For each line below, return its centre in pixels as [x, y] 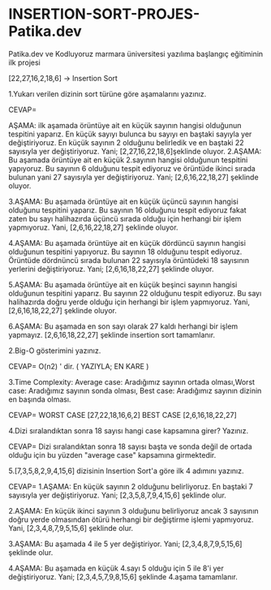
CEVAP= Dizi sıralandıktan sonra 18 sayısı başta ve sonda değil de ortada [131, 446]
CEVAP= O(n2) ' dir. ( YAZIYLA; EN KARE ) [79, 366]
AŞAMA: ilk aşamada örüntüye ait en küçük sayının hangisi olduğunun [125, 125]
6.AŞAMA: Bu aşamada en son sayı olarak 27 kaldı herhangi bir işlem [123, 326]
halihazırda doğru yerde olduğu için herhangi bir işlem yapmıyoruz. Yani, [129, 302]
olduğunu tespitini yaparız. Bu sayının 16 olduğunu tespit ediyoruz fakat [127, 210]
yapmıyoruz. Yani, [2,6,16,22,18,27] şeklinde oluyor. [93, 227]
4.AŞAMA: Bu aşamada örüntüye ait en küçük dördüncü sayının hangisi [127, 243]
